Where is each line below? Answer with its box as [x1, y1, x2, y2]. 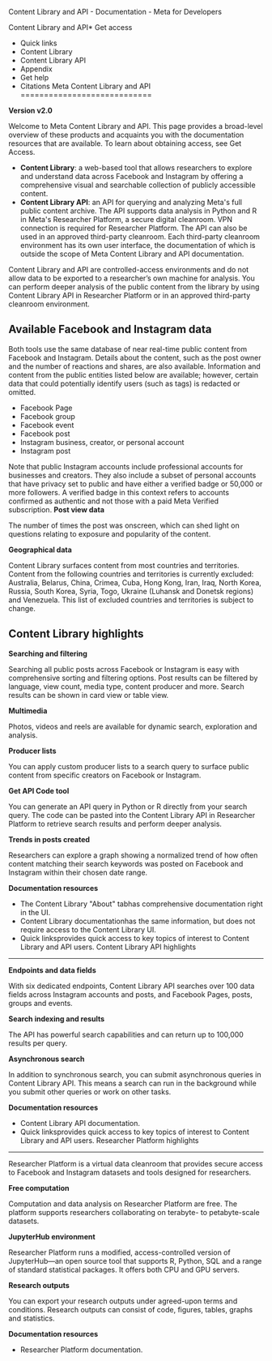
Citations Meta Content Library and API [19, 81, 151, 91]
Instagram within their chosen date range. [8, 867, 148, 877]
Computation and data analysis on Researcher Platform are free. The [8, 1199, 237, 1209]
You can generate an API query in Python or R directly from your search [8, 802, 248, 811]
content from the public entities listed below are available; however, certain [8, 370, 259, 379]
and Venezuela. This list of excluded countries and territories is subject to [8, 595, 254, 605]
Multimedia [8, 705, 48, 716]
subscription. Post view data [8, 504, 105, 514]
